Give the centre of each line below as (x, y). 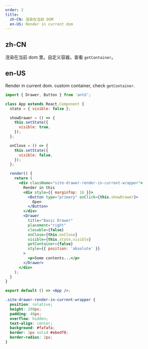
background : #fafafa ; (32, 328)
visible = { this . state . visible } (59, 239)
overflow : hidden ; (29, 319)
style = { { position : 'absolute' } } (64, 249)
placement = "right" (47, 225)
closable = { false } (46, 230)
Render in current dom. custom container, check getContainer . (70, 85)
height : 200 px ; (26, 309)
